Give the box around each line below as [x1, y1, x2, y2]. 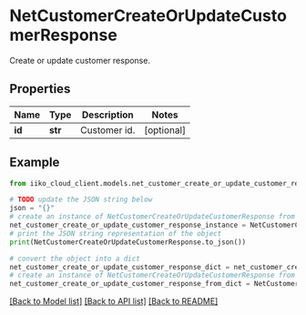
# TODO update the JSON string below [9, 195, 153, 205]
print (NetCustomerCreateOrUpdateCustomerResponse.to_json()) [9, 238, 247, 247]
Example [9, 155, 60, 170]
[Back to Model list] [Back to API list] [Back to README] [9, 296, 219, 307]
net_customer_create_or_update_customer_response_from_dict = [9, 279, 250, 289]
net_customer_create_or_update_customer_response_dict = [9, 262, 230, 271]
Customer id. [80, 124, 136, 137]
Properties [9, 81, 71, 97]
